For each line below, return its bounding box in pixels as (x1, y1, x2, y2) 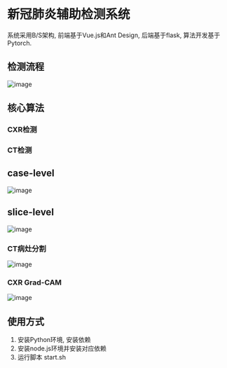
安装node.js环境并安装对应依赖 (17, 344, 107, 353)
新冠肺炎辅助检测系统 (7, 6, 131, 22)
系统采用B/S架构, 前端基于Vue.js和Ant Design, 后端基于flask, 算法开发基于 (7, 31, 221, 39)
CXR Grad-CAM (7, 278, 62, 287)
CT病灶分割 (7, 243, 47, 253)
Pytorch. (7, 39, 32, 47)
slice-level (7, 206, 55, 218)
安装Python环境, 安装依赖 (17, 336, 91, 344)
